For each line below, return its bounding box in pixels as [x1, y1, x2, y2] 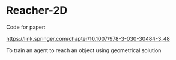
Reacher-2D [6, 4, 68, 17]
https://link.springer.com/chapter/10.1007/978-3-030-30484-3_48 [6, 35, 170, 42]
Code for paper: [6, 23, 46, 31]
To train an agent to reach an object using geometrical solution [6, 46, 162, 54]
